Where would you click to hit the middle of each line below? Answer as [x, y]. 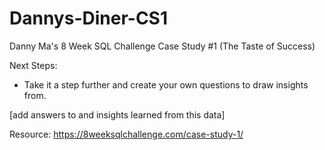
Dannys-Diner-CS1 [89, 18]
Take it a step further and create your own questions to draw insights [166, 84]
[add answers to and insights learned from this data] [117, 114]
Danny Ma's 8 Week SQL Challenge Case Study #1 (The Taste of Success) [162, 46]
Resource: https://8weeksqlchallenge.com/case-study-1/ [126, 134]
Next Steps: [33, 65]
